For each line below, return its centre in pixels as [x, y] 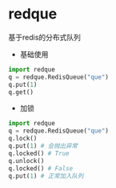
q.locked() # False [41, 168]
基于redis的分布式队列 [45, 37]
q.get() [21, 92]
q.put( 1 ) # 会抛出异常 [43, 146]
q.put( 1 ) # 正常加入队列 [46, 176]
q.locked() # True [39, 153]
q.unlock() [26, 161]
